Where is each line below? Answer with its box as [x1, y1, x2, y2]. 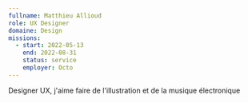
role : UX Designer [8, 19, 70, 27]
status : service [22, 57, 78, 65]
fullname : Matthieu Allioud [8, 11, 102, 20]
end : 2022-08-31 [22, 49, 78, 57]
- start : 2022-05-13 [15, 42, 84, 50]
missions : [8, 34, 42, 42]
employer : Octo [22, 64, 74, 72]
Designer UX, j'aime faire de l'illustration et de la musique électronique [8, 85, 241, 95]
